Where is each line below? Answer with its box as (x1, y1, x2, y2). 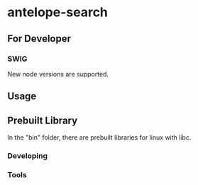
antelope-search (7, 4, 109, 21)
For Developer (7, 33, 72, 45)
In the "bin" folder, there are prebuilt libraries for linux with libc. (7, 133, 192, 142)
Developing (7, 151, 48, 160)
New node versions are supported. (7, 69, 109, 78)
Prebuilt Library (7, 114, 78, 126)
